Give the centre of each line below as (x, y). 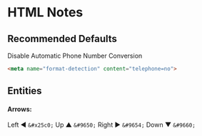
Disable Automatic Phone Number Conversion (75, 56)
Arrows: (20, 109)
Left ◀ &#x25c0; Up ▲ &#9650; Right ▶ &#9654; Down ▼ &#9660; (102, 125)
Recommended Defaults (62, 39)
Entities (25, 91)
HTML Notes (45, 12)
